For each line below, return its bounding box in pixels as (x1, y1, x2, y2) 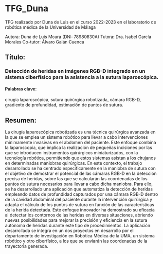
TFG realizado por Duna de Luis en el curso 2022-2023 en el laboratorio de (5, 19, 157, 25)
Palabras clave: (5, 86, 37, 92)
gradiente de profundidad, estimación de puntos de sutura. (5, 102, 123, 108)
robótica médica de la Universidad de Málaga (5, 24, 96, 30)
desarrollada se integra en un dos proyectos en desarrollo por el (5, 228, 134, 233)
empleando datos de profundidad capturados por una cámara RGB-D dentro (5, 191, 158, 197)
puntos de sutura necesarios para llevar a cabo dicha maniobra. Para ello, (5, 181, 153, 187)
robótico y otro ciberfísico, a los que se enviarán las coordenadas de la (5, 238, 147, 244)
